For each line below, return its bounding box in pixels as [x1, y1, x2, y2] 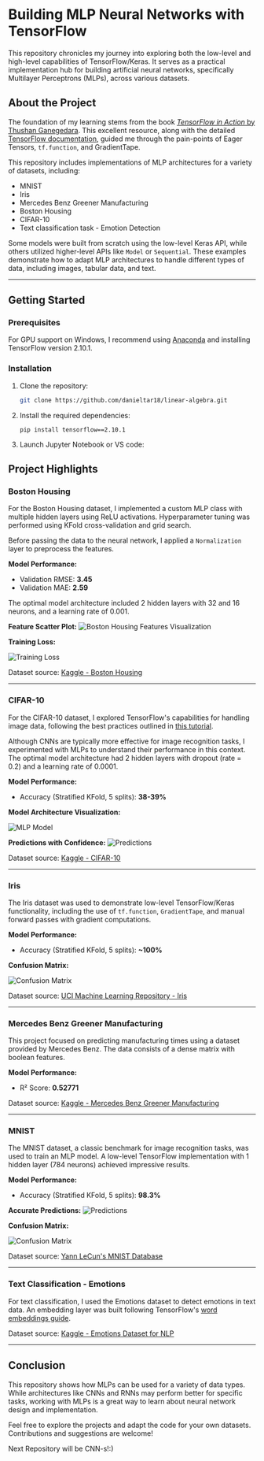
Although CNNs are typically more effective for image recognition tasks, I [8, 736, 245, 746]
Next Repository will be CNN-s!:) [8, 1444, 114, 1453]
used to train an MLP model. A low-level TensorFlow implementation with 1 [8, 1151, 249, 1161]
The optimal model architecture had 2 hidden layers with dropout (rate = [8, 753, 242, 762]
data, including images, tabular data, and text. [8, 263, 156, 273]
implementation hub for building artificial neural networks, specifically [8, 65, 234, 74]
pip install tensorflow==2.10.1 [19, 425, 126, 434]
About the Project [8, 96, 97, 109]
